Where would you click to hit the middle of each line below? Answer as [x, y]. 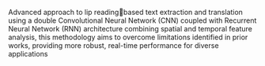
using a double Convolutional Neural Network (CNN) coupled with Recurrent [132, 20]
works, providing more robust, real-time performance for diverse [114, 46]
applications [28, 54]
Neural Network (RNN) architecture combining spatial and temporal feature [131, 29]
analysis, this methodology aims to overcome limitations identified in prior [128, 37]
